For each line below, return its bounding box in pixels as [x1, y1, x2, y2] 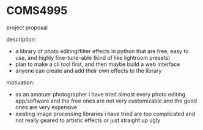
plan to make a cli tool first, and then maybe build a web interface [15, 60, 180, 68]
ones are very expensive [15, 103, 78, 110]
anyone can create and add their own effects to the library [15, 67, 162, 74]
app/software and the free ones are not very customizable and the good [15, 97, 197, 104]
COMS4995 [6, 4, 68, 18]
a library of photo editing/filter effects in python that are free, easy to [15, 47, 189, 55]
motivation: [6, 79, 35, 86]
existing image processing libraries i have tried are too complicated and [15, 110, 196, 117]
